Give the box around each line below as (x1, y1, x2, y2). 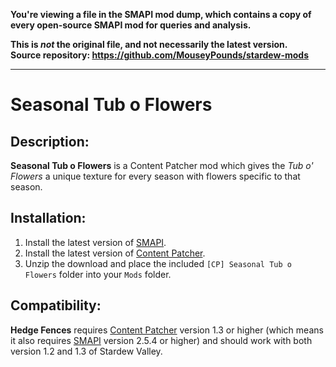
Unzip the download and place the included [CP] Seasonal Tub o (24, 257, 292, 269)
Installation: (10, 210, 87, 227)
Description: (10, 133, 90, 150)
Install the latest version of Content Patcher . (24, 247, 206, 259)
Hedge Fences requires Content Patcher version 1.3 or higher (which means (10, 324, 324, 336)
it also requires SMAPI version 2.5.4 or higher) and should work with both (10, 334, 313, 346)
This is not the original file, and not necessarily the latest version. (10, 39, 288, 50)
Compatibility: (10, 297, 102, 314)
